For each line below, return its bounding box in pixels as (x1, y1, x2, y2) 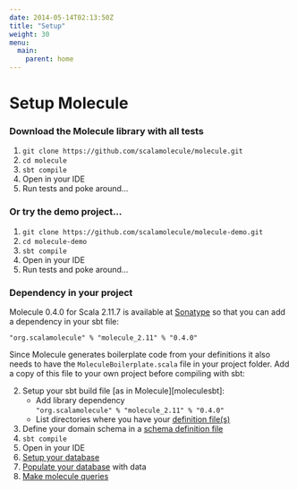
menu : (9, 38, 30, 47)
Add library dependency (35, 395, 125, 406)
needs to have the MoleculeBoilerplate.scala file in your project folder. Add (9, 359, 290, 369)
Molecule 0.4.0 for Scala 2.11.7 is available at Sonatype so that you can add (9, 307, 286, 317)
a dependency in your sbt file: (9, 317, 119, 327)
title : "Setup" (9, 21, 66, 30)
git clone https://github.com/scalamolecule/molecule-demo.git (21, 227, 264, 237)
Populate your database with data (21, 461, 147, 472)
